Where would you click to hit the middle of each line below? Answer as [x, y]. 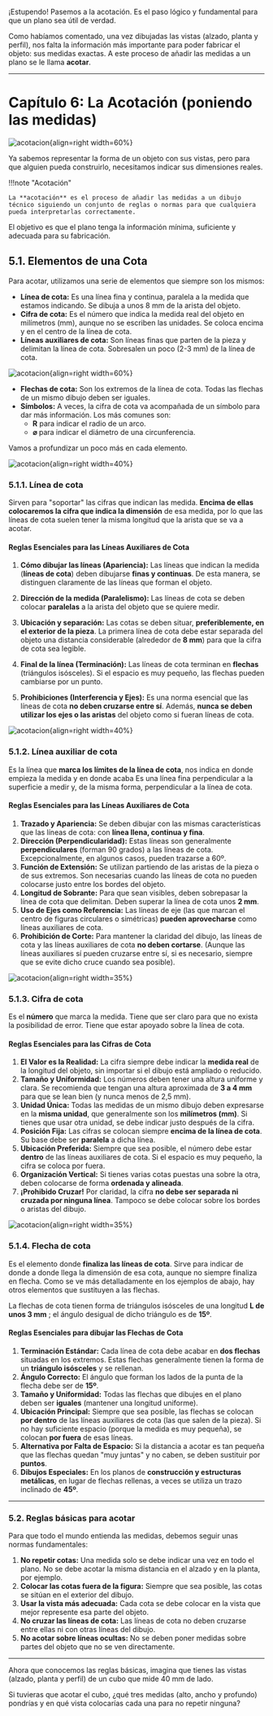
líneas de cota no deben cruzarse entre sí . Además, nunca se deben [136, 706]
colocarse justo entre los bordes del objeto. [93, 884]
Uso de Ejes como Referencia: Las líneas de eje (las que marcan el [132, 910]
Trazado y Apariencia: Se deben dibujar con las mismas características [141, 823]
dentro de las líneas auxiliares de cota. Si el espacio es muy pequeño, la [141, 1157]
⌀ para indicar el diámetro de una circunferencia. [114, 432]
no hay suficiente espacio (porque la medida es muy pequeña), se [131, 1429]
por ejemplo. [41, 1578]
